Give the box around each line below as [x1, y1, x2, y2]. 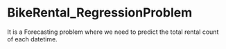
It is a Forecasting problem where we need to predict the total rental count [7, 28, 219, 36]
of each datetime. [7, 35, 58, 43]
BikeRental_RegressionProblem [7, 5, 193, 21]
